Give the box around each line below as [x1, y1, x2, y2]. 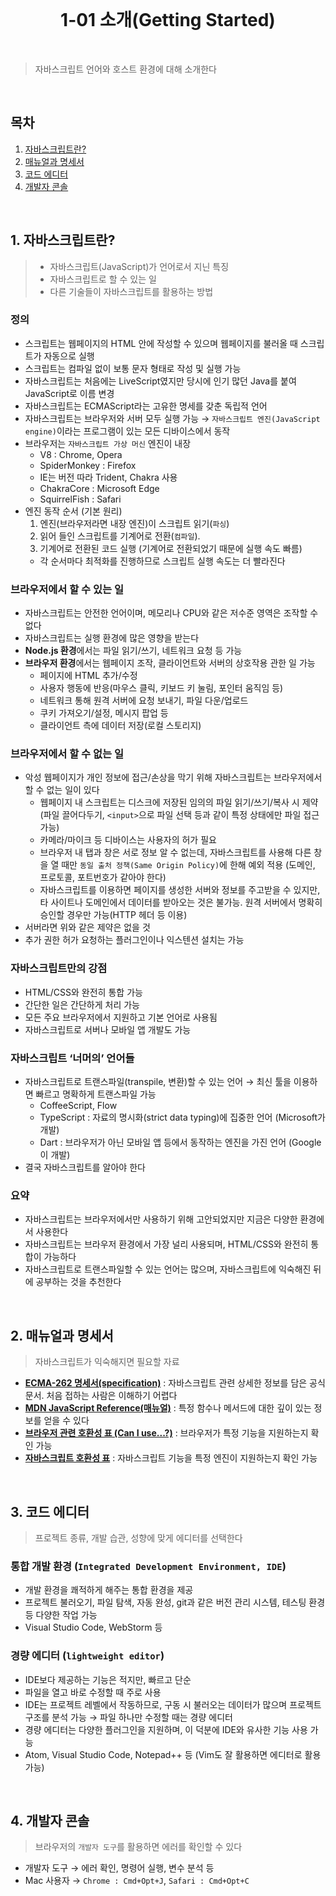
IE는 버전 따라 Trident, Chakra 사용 [39, 471, 178, 483]
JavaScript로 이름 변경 [24, 387, 115, 399]
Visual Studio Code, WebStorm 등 [24, 1621, 163, 1634]
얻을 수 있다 [43, 1415, 90, 1427]
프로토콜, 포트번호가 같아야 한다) [39, 871, 167, 884]
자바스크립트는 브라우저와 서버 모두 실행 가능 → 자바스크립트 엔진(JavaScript [24, 412, 321, 424]
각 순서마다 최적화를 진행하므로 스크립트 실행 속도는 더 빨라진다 [39, 555, 286, 567]
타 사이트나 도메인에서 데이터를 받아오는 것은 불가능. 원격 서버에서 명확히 [39, 896, 323, 909]
